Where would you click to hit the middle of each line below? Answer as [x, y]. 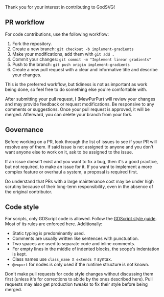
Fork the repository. [32, 43]
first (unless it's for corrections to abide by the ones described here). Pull [79, 279]
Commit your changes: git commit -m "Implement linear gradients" [82, 59]
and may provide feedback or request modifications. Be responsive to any [80, 104]
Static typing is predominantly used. [48, 233]
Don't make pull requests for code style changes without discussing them [79, 274]
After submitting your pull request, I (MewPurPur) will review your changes [80, 99]
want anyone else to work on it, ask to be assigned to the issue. [69, 152]
